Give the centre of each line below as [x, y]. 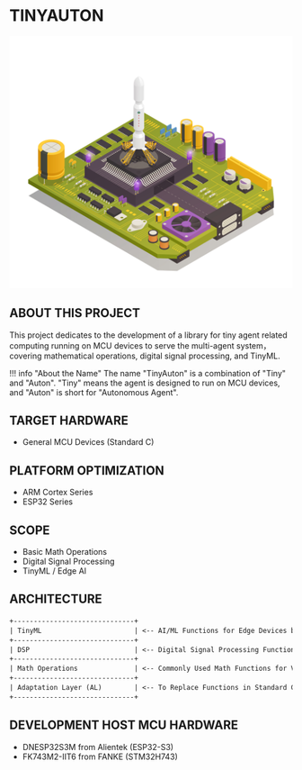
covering [26, 356]
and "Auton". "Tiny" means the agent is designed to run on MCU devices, [145, 383]
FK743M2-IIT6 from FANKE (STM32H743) [100, 756]
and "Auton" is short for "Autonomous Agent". [94, 392]
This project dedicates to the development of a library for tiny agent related [148, 335]
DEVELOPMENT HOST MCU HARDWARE [124, 725]
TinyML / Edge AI [54, 571]
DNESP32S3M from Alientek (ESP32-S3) [98, 747]
